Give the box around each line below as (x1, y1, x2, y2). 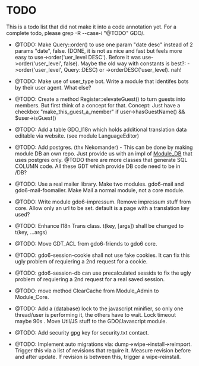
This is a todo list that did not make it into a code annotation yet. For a (6, 23, 177, 30)
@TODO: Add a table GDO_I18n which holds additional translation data (14, 126, 187, 133)
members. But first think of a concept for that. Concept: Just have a (14, 101, 181, 109)
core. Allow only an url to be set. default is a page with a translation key (14, 204, 190, 211)
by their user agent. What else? (14, 84, 91, 91)
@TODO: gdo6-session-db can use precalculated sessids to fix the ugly (14, 269, 191, 276)
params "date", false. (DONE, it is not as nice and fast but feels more (14, 47, 182, 54)
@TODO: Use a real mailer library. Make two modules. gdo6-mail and (14, 180, 184, 187)
